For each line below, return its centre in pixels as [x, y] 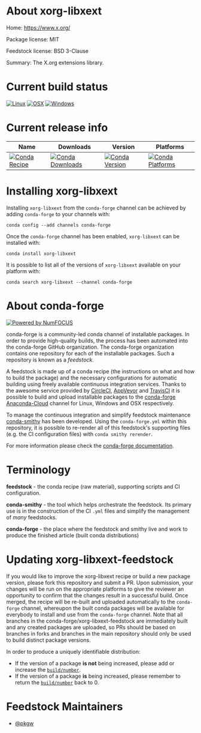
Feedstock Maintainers [65, 706]
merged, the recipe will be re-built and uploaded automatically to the [91, 602]
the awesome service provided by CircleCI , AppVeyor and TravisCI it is [93, 390]
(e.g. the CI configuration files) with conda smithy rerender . [79, 434]
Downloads [74, 146]
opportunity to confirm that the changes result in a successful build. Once [97, 595]
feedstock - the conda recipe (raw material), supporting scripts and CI [93, 486]
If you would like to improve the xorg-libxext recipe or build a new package [98, 576]
